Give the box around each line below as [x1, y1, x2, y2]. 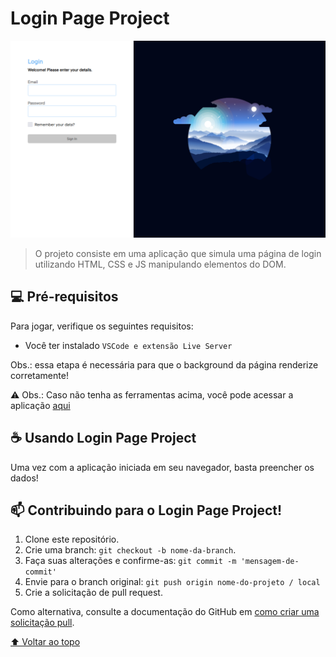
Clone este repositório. [24, 533, 120, 546]
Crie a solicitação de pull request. [24, 587, 163, 599]
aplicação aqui [10, 399, 71, 411]
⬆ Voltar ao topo [10, 636, 81, 648]
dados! [10, 472, 39, 484]
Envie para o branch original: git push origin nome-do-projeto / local [24, 576, 321, 588]
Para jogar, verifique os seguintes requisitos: [10, 320, 194, 332]
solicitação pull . [10, 617, 75, 629]
